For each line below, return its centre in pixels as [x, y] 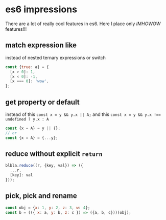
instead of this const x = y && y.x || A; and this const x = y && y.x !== [83, 114]
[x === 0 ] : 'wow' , [30, 81]
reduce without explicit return [54, 154]
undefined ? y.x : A [27, 119]
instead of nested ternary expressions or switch [56, 57]
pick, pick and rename [41, 196]
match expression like [41, 45]
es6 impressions [41, 9]
